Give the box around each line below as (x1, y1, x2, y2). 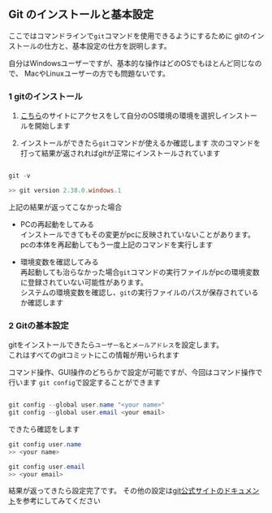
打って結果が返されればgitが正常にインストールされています (19, 149, 221, 159)
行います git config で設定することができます (8, 377, 161, 388)
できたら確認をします (8, 424, 80, 433)
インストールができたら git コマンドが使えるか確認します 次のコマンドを (19, 138, 261, 148)
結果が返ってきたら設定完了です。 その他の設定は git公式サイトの (8, 486, 224, 496)
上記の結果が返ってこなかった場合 (8, 202, 123, 211)
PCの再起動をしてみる (19, 219, 95, 229)
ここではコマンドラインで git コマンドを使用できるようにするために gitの (8, 31, 250, 41)
